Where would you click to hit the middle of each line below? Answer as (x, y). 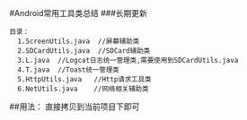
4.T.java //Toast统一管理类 (68, 70)
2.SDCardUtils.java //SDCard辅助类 (84, 51)
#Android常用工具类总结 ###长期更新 (79, 13)
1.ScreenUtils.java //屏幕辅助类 (79, 41)
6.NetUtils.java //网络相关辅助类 (83, 89)
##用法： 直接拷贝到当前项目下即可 (75, 107)
